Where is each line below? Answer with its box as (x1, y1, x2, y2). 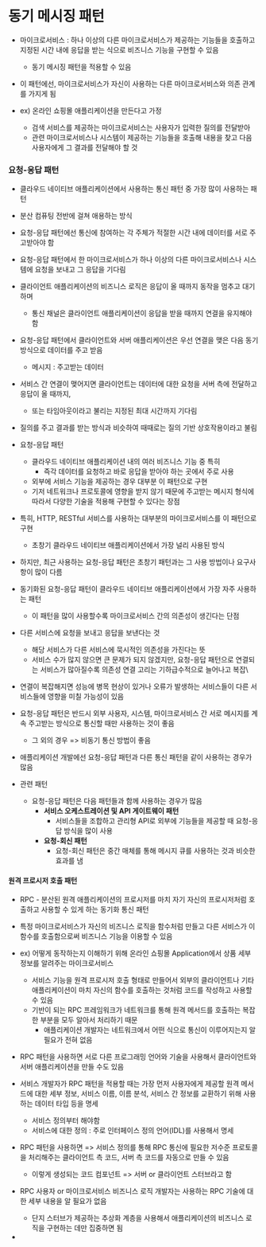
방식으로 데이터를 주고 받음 (19, 346, 103, 355)
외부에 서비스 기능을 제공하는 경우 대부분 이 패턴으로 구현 (31, 477, 208, 487)
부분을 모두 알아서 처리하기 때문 (40, 1015, 138, 1025)
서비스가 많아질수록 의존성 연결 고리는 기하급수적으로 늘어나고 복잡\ (40, 665, 249, 674)
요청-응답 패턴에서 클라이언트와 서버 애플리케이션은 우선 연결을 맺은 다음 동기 (19, 335, 259, 345)
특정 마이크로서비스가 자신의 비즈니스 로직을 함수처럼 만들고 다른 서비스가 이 (19, 921, 256, 932)
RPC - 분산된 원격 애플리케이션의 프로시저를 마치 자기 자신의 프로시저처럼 (19, 895, 248, 905)
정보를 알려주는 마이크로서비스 (19, 959, 114, 968)
